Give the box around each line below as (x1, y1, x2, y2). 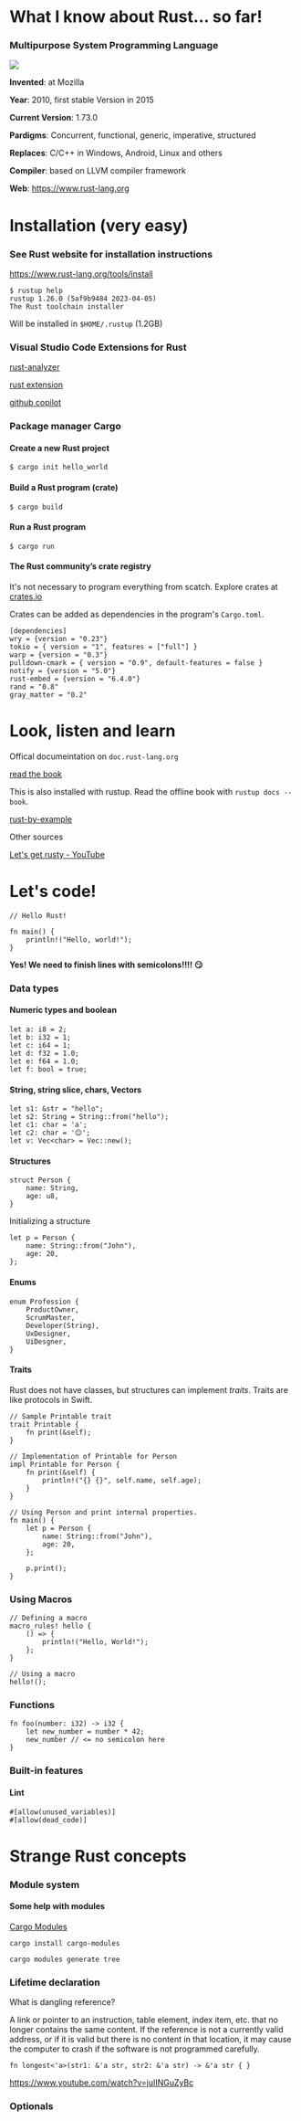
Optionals (9, 2100, 54, 2113)
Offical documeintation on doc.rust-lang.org (9, 751, 179, 762)
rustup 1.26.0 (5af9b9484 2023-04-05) (9, 294, 157, 303)
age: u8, (26, 1192, 59, 1201)
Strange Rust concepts (9, 1845, 187, 1866)
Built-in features (9, 1765, 84, 1778)
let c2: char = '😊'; (9, 1128, 91, 1138)
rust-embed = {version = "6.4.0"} (9, 674, 141, 683)
